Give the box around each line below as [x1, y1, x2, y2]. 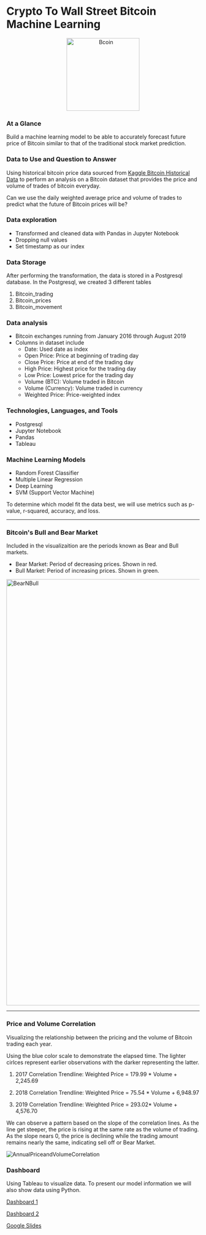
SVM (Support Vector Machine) [15, 489, 95, 496]
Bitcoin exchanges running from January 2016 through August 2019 [15, 332, 186, 340]
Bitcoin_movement [15, 304, 63, 311]
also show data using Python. [6, 1186, 81, 1193]
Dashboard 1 [6, 1198, 38, 1206]
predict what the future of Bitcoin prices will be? [6, 201, 128, 208]
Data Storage [6, 258, 47, 266]
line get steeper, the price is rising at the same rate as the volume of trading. [6, 1125, 199, 1133]
